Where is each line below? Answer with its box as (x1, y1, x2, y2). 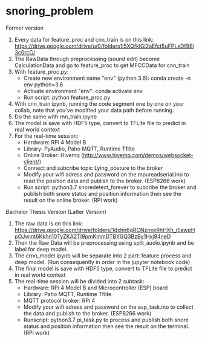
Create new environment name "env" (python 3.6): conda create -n (23, 74, 191, 82)
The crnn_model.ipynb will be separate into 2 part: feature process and (14, 252, 192, 259)
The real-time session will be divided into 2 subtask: (14, 277, 145, 285)
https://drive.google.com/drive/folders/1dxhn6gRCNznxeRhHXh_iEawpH (14, 226, 195, 233)
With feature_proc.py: (14, 68, 69, 75)
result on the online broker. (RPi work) (23, 196, 119, 204)
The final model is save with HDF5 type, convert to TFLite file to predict (14, 265, 192, 272)
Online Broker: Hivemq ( (23, 151, 83, 158)
